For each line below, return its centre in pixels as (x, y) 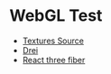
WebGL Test (56, 16)
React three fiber (54, 60)
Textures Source (53, 41)
